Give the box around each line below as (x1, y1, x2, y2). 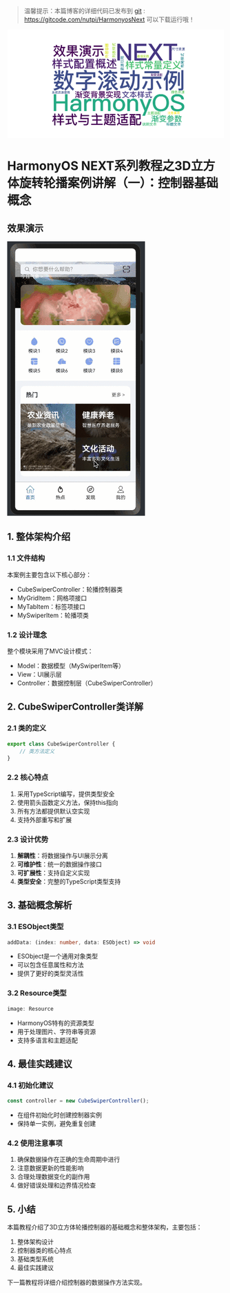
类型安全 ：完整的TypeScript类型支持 (17, 877, 121, 886)
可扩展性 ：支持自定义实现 (17, 868, 90, 877)
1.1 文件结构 (7, 554, 45, 563)
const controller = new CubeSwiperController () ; (7, 1098, 149, 1105)
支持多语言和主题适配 (17, 1036, 78, 1044)
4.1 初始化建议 (7, 1080, 54, 1090)
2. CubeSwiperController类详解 (7, 701, 144, 713)
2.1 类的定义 (7, 723, 47, 733)
